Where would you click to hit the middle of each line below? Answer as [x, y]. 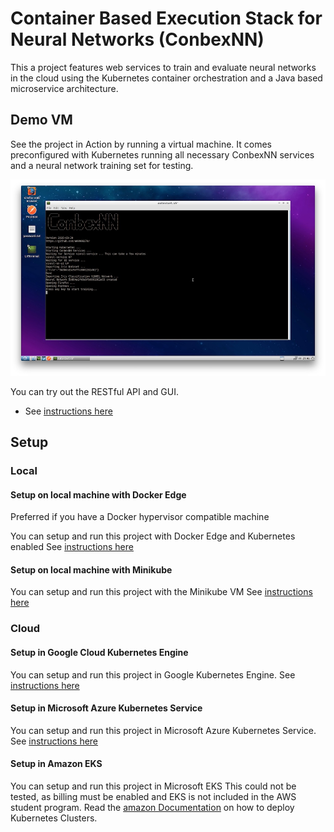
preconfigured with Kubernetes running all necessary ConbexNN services [162, 154]
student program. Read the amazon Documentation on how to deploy [152, 807]
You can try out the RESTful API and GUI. [95, 391]
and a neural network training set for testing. [102, 165]
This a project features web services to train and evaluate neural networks [163, 67]
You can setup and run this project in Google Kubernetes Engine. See [153, 674]
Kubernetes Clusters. [54, 818]
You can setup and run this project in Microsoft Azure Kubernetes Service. [163, 730]
